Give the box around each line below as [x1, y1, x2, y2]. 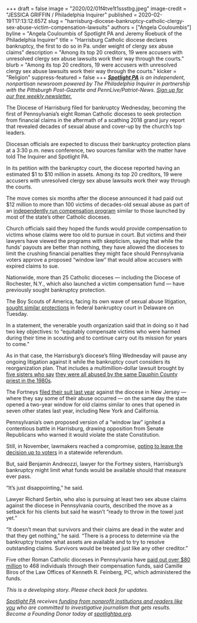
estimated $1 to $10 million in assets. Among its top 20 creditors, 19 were [6, 171, 182, 177]
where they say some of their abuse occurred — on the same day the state [6, 395, 188, 401]
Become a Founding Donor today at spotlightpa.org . [6, 610, 133, 617]
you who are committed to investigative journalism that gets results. [6, 604, 171, 611]
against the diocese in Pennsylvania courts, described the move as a [6, 502, 173, 509]
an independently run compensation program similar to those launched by [6, 207, 185, 214]
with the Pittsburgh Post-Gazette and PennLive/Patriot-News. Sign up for [6, 87, 183, 93]
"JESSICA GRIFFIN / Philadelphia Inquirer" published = [6, 11, 137, 18]
